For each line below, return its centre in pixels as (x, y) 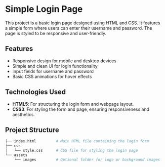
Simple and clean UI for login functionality (55, 66)
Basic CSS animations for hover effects (52, 76)
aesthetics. (23, 114)
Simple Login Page (44, 9)
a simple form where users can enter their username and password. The (79, 28)
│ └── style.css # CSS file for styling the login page (72, 151)
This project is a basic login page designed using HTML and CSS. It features (83, 23)
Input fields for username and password (53, 71)
